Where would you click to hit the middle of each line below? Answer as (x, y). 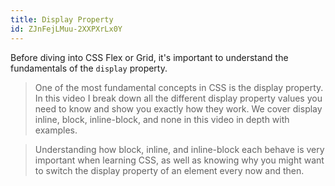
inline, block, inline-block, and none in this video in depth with (162, 119)
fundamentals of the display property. (89, 68)
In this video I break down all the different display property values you (178, 98)
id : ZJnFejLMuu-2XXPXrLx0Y (66, 29)
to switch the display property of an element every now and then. (169, 170)
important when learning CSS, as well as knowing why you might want (179, 160)
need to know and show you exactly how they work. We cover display (178, 108)
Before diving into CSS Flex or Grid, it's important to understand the (149, 57)
